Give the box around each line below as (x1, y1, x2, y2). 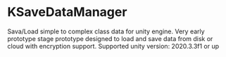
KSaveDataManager (7, 4, 127, 20)
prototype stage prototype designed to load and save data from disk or (7, 34, 213, 42)
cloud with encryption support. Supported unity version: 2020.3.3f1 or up (7, 42, 220, 50)
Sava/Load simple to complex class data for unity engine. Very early (7, 27, 206, 35)
